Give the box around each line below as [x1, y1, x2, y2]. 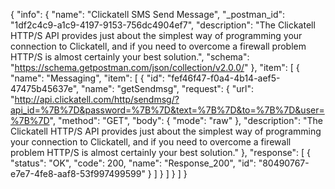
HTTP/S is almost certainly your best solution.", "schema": [10, 51, 250, 63]
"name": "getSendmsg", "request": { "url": [81, 83, 254, 94]
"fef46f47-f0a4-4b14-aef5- [166, 72, 281, 84]
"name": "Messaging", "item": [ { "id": [10, 72, 165, 84]
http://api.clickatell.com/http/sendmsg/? [14, 94, 180, 105]
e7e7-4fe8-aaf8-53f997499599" [10, 168, 146, 179]
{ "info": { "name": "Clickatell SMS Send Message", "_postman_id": [10, 9, 286, 20]
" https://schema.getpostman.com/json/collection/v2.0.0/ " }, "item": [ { [10, 62, 300, 73]
